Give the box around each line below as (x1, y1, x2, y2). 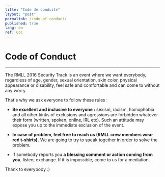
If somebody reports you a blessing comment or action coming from (12, 152, 153, 157)
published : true (5, 21, 38, 26)
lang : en (5, 25, 23, 30)
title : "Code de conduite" (5, 7, 60, 12)
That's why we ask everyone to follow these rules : (5, 97, 108, 103)
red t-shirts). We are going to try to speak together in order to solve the (12, 137, 158, 143)
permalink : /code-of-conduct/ (5, 16, 67, 21)
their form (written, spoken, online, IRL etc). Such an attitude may (12, 117, 144, 123)
